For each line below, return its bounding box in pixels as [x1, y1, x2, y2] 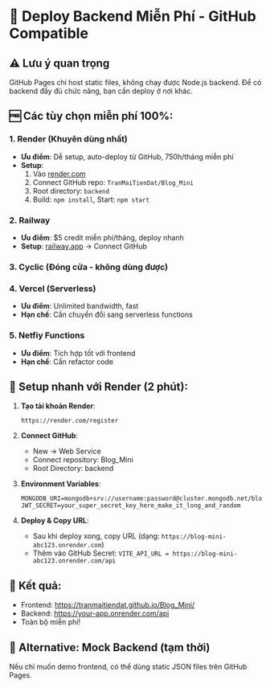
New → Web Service [32, 446, 101, 457]
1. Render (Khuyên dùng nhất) [9, 133, 128, 145]
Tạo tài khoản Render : [20, 401, 96, 411]
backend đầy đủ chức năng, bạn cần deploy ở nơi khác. [9, 86, 194, 96]
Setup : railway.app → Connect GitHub [20, 241, 148, 251]
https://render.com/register [20, 417, 119, 425]
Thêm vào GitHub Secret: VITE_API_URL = [32, 548, 170, 558]
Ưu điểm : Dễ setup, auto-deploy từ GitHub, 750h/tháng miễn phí [20, 152, 234, 162]
